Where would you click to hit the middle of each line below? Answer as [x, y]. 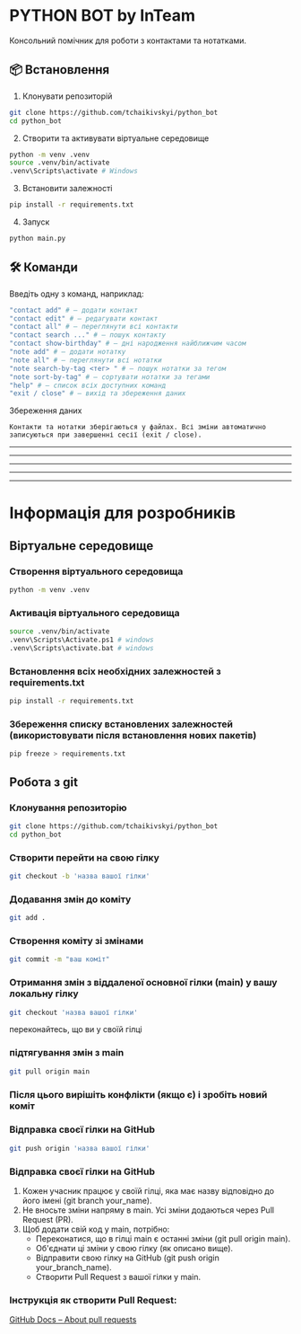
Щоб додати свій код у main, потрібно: [96, 1229]
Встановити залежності [67, 189]
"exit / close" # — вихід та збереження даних [98, 393]
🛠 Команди [43, 267]
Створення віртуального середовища [96, 571]
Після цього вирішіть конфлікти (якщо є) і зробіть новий [138, 1094]
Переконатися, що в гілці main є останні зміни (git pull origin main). [163, 1239]
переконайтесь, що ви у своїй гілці [76, 1029]
